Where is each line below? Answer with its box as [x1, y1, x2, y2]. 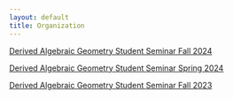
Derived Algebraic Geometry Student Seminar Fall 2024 [9, 45, 213, 56]
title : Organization [9, 21, 86, 30]
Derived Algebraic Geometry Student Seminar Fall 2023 [9, 80, 213, 90]
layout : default [9, 12, 69, 22]
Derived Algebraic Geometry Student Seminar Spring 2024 [9, 63, 224, 73]
